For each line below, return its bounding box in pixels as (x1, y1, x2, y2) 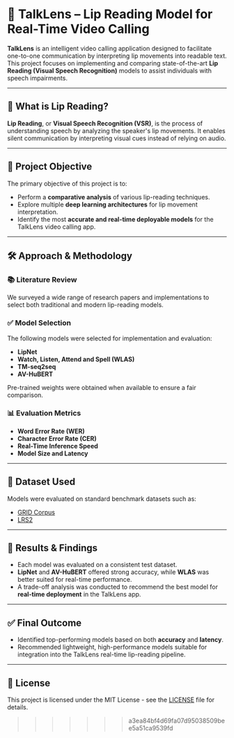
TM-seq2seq (17, 362, 56, 370)
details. (7, 703, 29, 711)
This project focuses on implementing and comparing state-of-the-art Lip (7, 59, 219, 67)
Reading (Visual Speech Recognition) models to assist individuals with (7, 66, 212, 75)
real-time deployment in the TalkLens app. (17, 590, 141, 598)
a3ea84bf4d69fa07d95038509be (128, 716, 225, 725)
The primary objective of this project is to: (7, 179, 127, 188)
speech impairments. (7, 73, 68, 82)
